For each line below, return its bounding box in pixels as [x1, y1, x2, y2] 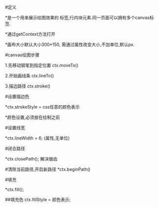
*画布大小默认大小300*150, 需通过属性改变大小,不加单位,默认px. [5, 42, 135, 47]
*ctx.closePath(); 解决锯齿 [5, 156, 58, 161]
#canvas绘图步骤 [5, 52, 40, 58]
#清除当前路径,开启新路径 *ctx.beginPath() [5, 166, 91, 172]
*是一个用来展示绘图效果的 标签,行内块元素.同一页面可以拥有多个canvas [5, 15, 150, 21]
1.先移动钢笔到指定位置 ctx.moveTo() [5, 63, 79, 68]
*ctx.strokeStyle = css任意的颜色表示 [5, 104, 80, 110]
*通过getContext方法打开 [5, 31, 56, 37]
